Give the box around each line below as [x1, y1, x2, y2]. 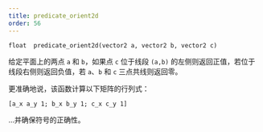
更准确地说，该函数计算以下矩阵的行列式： [8, 84, 150, 93]
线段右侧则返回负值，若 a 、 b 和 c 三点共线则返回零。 [8, 66, 183, 76]
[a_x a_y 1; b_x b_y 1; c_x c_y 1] [8, 100, 128, 108]
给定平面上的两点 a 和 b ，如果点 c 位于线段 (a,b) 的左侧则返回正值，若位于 [8, 56, 256, 66]
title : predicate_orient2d [8, 11, 99, 20]
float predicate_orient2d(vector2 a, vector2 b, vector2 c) [8, 41, 218, 49]
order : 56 [8, 19, 42, 27]
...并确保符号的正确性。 [8, 114, 86, 125]
